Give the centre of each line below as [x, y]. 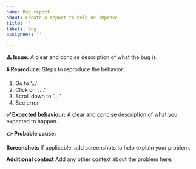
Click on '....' [30, 90]
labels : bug [21, 29]
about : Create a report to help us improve [62, 18]
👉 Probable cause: [31, 134]
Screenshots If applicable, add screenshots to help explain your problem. [98, 148]
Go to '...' [26, 83]
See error [27, 103]
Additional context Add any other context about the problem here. [90, 159]
